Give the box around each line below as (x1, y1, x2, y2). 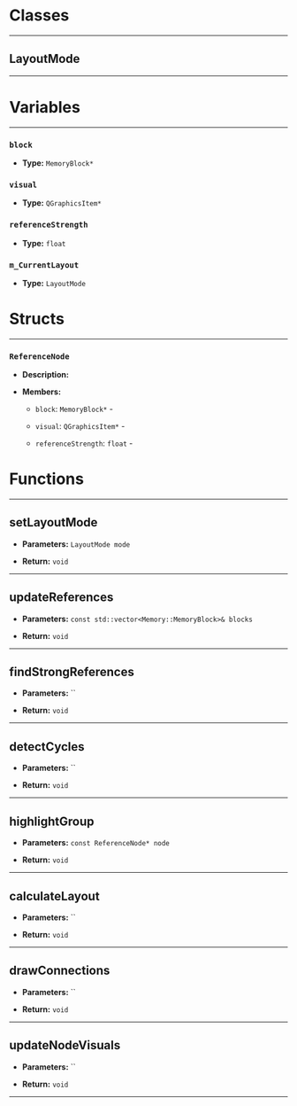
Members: (21, 386, 62, 397)
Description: (21, 370, 69, 380)
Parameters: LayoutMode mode (21, 538, 131, 549)
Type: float (21, 238, 66, 248)
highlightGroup (9, 814, 95, 829)
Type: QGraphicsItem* (21, 198, 102, 208)
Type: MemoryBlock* (21, 157, 95, 168)
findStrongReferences (9, 665, 134, 680)
